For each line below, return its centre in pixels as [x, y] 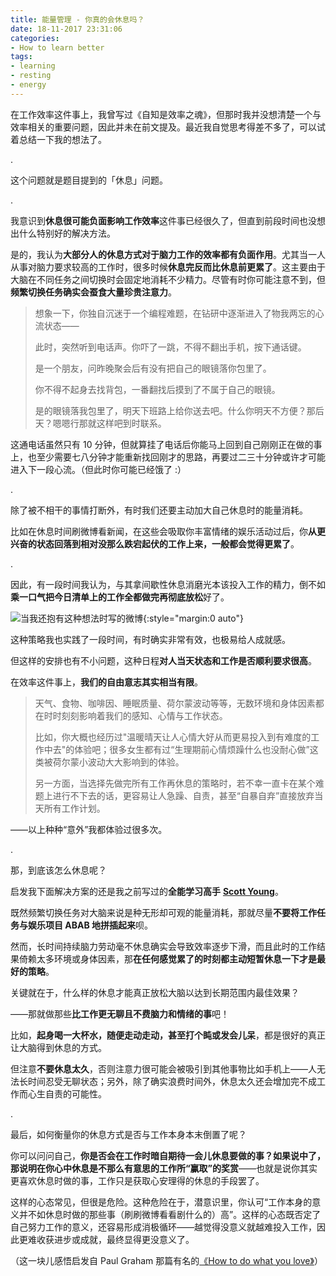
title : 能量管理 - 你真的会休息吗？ [77, 19]
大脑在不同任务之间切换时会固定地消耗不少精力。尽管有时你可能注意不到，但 [168, 279]
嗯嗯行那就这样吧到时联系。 [109, 423]
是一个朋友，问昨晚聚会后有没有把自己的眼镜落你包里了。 [153, 368]
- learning [33, 66]
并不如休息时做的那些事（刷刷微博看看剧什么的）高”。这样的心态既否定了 [170, 1214]
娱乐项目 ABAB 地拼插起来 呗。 [90, 925]
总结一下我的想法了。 [62, 139]
